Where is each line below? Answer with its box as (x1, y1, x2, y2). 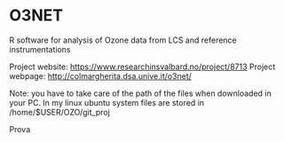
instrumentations (9, 43, 71, 54)
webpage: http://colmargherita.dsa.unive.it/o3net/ (9, 70, 193, 81)
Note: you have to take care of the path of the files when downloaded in (9, 88, 272, 99)
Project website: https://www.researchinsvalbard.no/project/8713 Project (9, 61, 276, 72)
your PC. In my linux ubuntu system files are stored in (9, 97, 205, 107)
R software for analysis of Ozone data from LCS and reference (9, 35, 237, 45)
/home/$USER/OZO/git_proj (9, 106, 111, 117)
